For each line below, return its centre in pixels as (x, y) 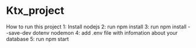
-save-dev (19, 32)
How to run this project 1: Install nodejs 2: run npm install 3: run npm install (96, 27)
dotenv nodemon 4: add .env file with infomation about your (105, 32)
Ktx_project (35, 11)
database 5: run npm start (38, 39)
